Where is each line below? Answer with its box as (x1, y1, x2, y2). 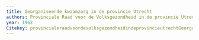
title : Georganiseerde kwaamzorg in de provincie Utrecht (6, 8, 152, 15)
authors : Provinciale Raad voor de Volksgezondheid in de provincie (6, 14, 179, 20)
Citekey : (6, 25, 28, 31)
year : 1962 (6, 19, 33, 25)
